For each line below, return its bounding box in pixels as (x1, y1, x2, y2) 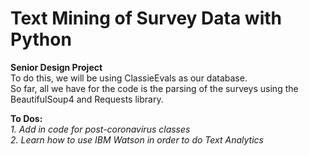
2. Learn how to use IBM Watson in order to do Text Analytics (10, 133, 264, 146)
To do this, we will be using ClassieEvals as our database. (10, 72, 248, 84)
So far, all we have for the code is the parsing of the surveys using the (10, 82, 299, 94)
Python (10, 28, 72, 51)
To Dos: (10, 112, 43, 124)
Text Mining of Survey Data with (10, 7, 282, 30)
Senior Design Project (10, 61, 103, 73)
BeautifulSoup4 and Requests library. (10, 93, 164, 105)
